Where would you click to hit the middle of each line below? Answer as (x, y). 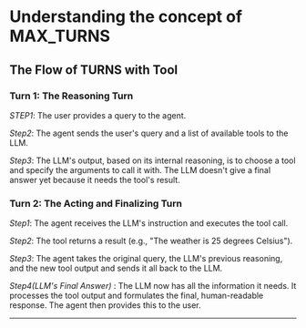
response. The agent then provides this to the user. (106, 305)
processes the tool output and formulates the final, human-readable (137, 296)
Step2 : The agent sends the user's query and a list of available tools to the (149, 133)
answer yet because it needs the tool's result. (95, 179)
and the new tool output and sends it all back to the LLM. (116, 268)
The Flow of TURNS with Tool (94, 70)
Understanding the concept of (126, 17)
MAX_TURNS (60, 36)
